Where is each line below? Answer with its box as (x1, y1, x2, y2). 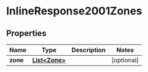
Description (71, 46, 106, 54)
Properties (6, 28, 47, 38)
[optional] (111, 56, 139, 64)
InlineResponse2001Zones (6, 4, 143, 18)
